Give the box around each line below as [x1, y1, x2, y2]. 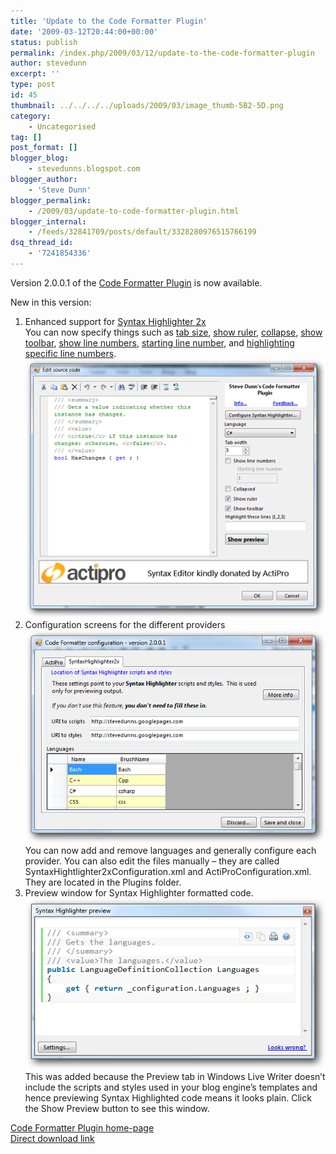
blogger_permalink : [10, 195, 92, 205]
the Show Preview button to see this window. [24, 1103, 210, 1115]
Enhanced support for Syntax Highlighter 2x [24, 315, 207, 327]
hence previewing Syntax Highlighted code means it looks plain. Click [24, 1092, 312, 1104]
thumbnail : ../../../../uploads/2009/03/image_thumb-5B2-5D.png [10, 100, 284, 110]
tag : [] [10, 132, 43, 142]
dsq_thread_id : [10, 238, 74, 248]
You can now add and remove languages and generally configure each [24, 844, 317, 856]
